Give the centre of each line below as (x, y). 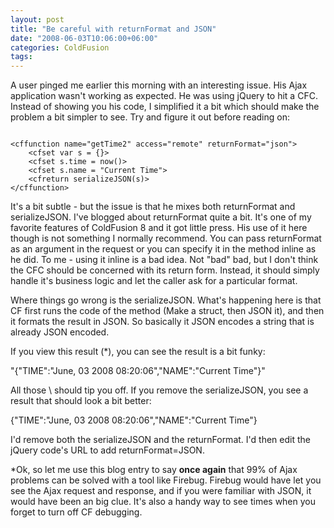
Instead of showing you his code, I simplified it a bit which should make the (165, 107)
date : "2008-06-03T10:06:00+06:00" (84, 38)
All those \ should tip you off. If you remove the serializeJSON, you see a (159, 390)
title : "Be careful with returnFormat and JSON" (113, 29)
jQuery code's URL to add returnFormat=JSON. (107, 450)
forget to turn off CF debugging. (76, 512)
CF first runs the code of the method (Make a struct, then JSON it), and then (167, 311)
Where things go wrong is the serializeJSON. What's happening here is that (166, 300)
